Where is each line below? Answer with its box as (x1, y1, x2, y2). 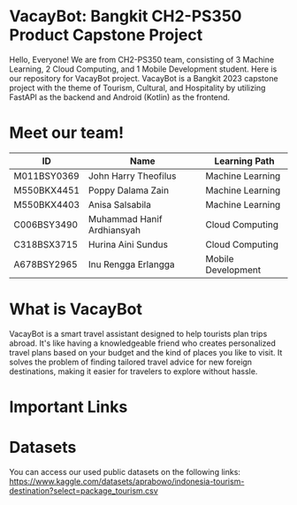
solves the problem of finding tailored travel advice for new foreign (9, 356, 253, 367)
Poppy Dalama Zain (88, 184, 170, 196)
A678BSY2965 (13, 258, 78, 271)
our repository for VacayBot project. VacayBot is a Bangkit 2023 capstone (9, 73, 278, 83)
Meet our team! (9, 123, 125, 143)
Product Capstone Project (9, 25, 203, 45)
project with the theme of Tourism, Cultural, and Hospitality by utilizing (9, 82, 266, 93)
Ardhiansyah (88, 224, 141, 236)
